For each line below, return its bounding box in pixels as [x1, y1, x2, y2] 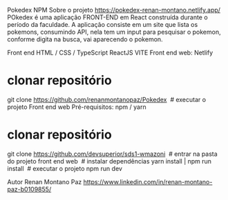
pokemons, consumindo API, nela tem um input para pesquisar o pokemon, [7, 28, 221, 36]
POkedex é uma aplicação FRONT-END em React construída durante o [7, 13, 209, 21]
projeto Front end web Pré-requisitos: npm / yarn [7, 103, 146, 111]
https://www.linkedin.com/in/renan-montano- [83, 177, 213, 186]
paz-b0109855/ [7, 185, 52, 193]
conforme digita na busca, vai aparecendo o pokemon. [7, 35, 164, 43]
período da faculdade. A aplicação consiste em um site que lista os [7, 21, 198, 28]
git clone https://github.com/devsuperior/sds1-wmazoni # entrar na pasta [7, 150, 218, 158]
